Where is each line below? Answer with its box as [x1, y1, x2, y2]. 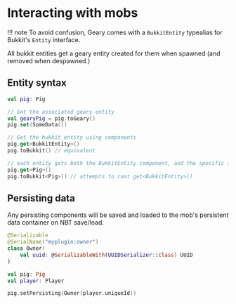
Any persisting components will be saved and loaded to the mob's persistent [7, 211, 229, 219]
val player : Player [7, 277, 65, 284]
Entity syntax [7, 77, 67, 89]
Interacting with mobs [7, 5, 138, 21]
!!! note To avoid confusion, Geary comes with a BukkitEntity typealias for [7, 28, 223, 37]
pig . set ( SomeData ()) [7, 121, 68, 128]
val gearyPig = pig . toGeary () [7, 114, 96, 122]
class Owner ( [7, 245, 46, 252]
